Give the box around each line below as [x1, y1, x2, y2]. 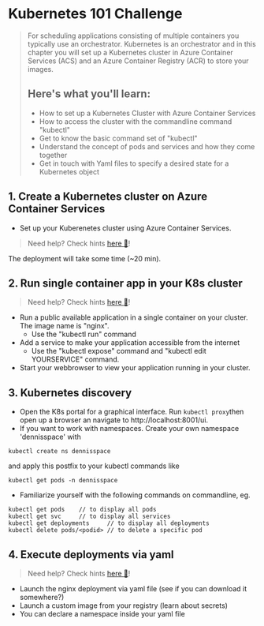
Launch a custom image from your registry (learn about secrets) [19, 601, 229, 610]
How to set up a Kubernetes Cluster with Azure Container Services [39, 108, 256, 118]
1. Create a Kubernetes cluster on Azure [8, 190, 207, 204]
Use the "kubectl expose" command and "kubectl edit [31, 347, 206, 356]
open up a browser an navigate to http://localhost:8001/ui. [19, 415, 209, 425]
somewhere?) [19, 593, 65, 602]
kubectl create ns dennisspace [8, 448, 111, 455]
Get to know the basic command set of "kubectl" [39, 133, 199, 143]
